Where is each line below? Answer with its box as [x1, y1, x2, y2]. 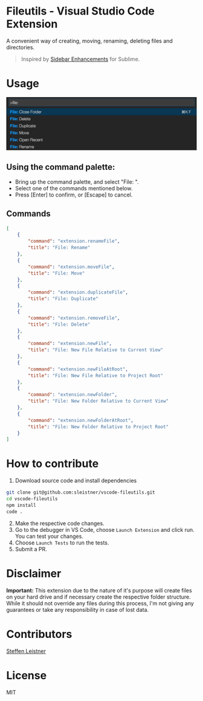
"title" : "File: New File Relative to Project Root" [28, 372, 164, 378]
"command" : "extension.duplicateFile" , [28, 289, 129, 295]
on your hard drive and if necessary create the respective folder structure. [6, 593, 192, 600]
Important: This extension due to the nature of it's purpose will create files [6, 586, 192, 594]
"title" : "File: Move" [28, 270, 85, 277]
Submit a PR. [14, 545, 47, 552]
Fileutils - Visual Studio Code [6, 4, 155, 18]
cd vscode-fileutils [6, 496, 59, 502]
